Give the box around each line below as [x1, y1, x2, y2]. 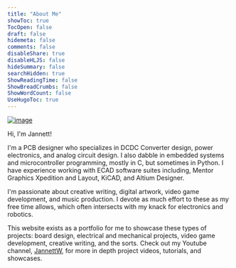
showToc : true [7, 17, 50, 24]
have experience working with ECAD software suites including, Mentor [7, 166, 214, 174]
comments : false [7, 43, 55, 50]
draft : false [7, 30, 46, 38]
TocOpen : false [7, 23, 53, 31]
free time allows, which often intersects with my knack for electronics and [7, 203, 224, 210]
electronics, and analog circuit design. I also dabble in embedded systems [7, 151, 225, 159]
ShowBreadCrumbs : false [7, 83, 78, 90]
